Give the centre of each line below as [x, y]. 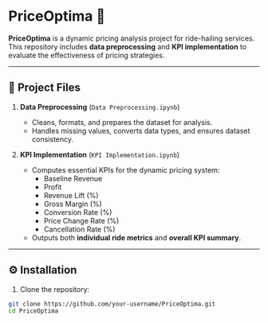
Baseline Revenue [73, 178]
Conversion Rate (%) [78, 212]
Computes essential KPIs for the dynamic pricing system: [126, 169]
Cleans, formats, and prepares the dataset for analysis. [122, 122]
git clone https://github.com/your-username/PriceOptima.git [112, 304]
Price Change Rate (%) [81, 220]
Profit [53, 187]
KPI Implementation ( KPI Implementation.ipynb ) [100, 154]
